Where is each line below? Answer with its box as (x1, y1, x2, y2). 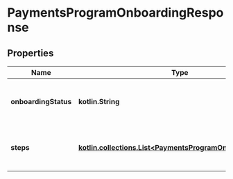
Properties (7, 47, 54, 59)
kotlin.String (78, 97, 120, 106)
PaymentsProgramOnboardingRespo (7, 5, 224, 21)
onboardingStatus (10, 97, 72, 106)
